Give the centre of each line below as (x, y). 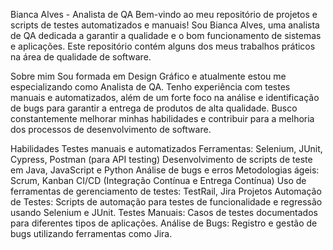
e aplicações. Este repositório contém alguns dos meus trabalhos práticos (163, 46)
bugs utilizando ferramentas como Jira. (91, 233)
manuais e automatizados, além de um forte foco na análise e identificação (165, 97)
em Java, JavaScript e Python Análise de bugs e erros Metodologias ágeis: (165, 170)
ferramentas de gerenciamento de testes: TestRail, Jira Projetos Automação (166, 191)
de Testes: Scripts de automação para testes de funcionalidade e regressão (166, 202)
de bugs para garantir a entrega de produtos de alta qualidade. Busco (154, 108)
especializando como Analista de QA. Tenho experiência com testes (150, 87)
